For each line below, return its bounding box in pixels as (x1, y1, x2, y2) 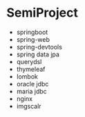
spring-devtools (16, 42, 63, 51)
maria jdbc (16, 87, 48, 95)
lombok (16, 72, 39, 81)
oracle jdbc (16, 79, 49, 88)
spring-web (16, 35, 50, 43)
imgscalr (16, 102, 42, 110)
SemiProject (6, 5, 79, 21)
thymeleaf (16, 65, 46, 73)
